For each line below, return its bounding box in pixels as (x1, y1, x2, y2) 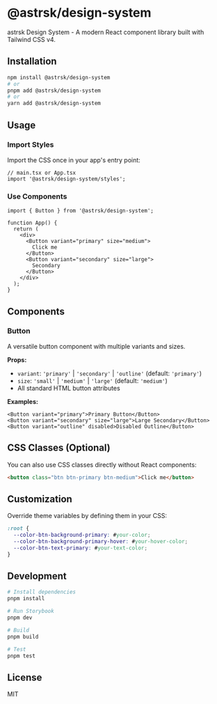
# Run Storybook (7, 608, 54, 615)
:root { (7, 525, 30, 532)
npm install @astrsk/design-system (7, 74, 111, 81)
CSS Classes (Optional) (7, 442, 111, 454)
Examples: (7, 397, 38, 405)
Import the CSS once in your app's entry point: (7, 155, 140, 164)
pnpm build (7, 633, 39, 640)
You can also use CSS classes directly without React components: (7, 460, 197, 469)
